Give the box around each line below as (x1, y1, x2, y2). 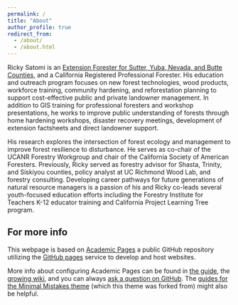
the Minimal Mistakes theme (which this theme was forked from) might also (7, 281, 228, 290)
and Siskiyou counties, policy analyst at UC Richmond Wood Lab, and (7, 168, 211, 176)
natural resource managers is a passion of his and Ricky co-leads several (7, 183, 222, 191)
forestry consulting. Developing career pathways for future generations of (7, 175, 224, 184)
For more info (7, 226, 68, 239)
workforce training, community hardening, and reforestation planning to (7, 86, 217, 94)
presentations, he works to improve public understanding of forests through (7, 108, 229, 117)
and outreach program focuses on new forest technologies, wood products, (7, 78, 229, 86)
